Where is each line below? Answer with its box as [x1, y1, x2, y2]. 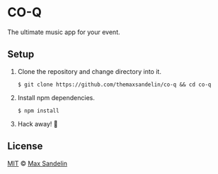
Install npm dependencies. [17, 93, 96, 102]
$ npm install [17, 107, 59, 114]
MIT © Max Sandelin [7, 159, 68, 168]
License [7, 140, 43, 153]
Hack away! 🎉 [17, 119, 58, 128]
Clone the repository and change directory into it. [17, 67, 161, 75]
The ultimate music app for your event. [7, 28, 120, 36]
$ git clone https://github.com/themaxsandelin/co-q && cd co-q [17, 81, 212, 88]
